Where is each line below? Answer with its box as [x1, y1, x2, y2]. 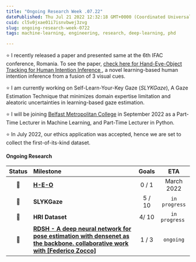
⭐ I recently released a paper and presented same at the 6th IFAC [6, 52, 163, 59]
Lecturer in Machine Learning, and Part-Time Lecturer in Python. [19, 119, 175, 126]
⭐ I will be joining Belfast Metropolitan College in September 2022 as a [6, 111, 176, 118]
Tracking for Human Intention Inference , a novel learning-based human [6, 67, 178, 74]
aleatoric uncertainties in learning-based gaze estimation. [6, 99, 145, 106]
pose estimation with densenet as [33, 232, 130, 240]
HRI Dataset [33, 213, 67, 221]
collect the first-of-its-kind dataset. [6, 139, 91, 146]
